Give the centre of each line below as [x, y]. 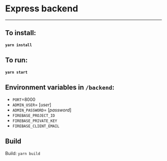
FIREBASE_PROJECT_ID [34, 115]
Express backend [42, 9]
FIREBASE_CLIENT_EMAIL [36, 126]
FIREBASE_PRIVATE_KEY [35, 121]
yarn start [16, 72]
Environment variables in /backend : [60, 87]
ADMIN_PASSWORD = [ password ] [42, 110]
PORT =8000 [24, 99]
